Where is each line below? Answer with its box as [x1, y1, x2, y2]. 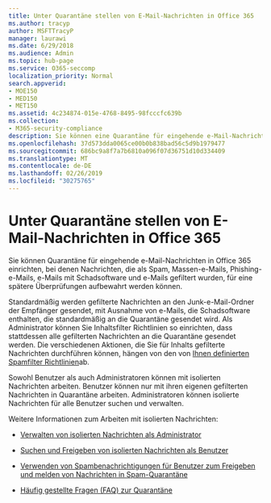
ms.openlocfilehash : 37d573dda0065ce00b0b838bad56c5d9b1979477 [8, 139, 226, 148]
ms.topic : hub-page [8, 57, 74, 65]
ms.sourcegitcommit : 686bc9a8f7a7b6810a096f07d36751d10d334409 [8, 147, 226, 155]
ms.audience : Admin [8, 49, 74, 57]
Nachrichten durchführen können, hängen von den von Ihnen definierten [8, 348, 250, 358]
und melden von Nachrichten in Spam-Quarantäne [19, 469, 188, 479]
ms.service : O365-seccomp [8, 65, 95, 73]
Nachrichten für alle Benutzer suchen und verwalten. [8, 398, 184, 408]
